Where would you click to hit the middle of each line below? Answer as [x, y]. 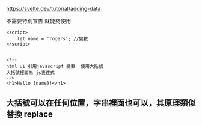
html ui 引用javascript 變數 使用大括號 [55, 66]
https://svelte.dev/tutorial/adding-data [54, 9]
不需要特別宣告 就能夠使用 [38, 21]
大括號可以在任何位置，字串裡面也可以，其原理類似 [101, 103]
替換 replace [29, 114]
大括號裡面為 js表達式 [31, 73]
